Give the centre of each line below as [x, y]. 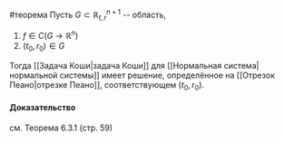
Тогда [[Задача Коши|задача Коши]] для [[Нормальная [116, 65]
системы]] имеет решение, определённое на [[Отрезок [167, 75]
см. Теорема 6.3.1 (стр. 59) [61, 128]
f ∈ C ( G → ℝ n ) [50, 35]
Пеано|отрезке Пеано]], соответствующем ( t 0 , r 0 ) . [107, 85]
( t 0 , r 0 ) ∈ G [44, 47]
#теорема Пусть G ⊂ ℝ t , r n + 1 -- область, [88, 15]
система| [241, 65]
